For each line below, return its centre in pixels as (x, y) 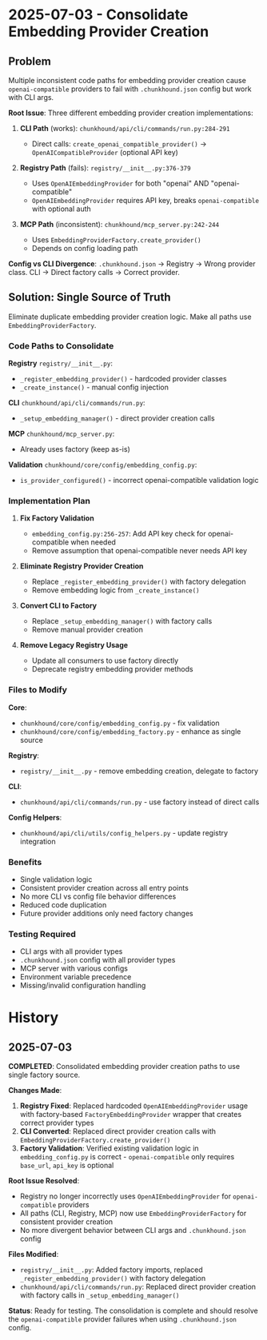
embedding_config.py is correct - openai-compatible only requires (127, 1157)
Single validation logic (56, 879)
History (34, 1018)
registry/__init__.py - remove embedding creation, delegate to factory (139, 771)
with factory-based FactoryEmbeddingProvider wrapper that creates (131, 1115)
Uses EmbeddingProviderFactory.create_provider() (116, 240)
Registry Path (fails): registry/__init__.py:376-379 (105, 168)
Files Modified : (34, 1254)
